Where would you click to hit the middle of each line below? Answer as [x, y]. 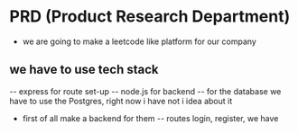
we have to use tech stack [84, 70]
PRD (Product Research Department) [150, 17]
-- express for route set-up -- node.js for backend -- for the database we [145, 91]
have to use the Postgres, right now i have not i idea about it [121, 101]
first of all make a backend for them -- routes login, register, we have [150, 118]
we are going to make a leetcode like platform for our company [140, 41]
